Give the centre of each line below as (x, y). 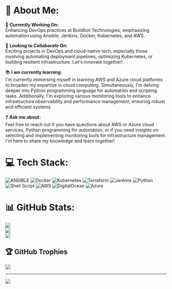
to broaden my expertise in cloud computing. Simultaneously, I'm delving (82, 85)
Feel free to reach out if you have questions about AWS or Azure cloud (80, 124)
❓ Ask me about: (23, 117)
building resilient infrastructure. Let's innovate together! (64, 62)
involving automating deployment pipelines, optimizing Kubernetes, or (79, 56)
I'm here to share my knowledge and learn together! (60, 141)
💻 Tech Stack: (37, 162)
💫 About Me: (32, 11)
